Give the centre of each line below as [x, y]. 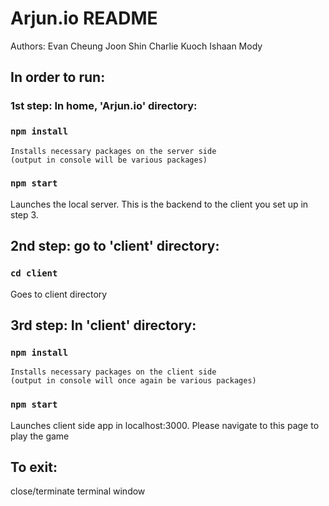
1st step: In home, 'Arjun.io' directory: [104, 106]
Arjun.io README [84, 18]
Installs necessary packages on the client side [113, 372]
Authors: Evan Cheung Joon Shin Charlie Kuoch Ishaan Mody [136, 46]
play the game [40, 436]
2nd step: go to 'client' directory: [115, 246]
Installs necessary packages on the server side [113, 151]
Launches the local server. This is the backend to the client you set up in [159, 204]
